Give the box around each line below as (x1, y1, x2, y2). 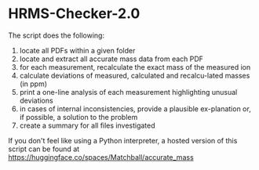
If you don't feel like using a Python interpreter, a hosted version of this (8, 136, 238, 145)
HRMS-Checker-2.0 (8, 5, 140, 23)
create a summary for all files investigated (19, 121, 155, 130)
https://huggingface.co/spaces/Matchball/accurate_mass (8, 152, 194, 161)
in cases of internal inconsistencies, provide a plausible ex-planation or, (19, 103, 251, 114)
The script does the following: (8, 31, 104, 40)
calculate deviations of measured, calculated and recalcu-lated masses (19, 71, 250, 80)
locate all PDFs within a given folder (19, 45, 136, 55)
